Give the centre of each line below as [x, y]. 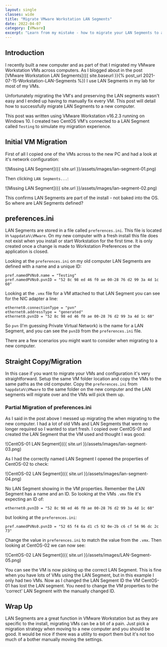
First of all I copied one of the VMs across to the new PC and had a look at [81, 154]
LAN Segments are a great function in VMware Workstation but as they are [82, 618]
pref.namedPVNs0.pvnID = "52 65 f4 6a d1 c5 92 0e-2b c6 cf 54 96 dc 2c [82, 526]
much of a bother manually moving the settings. [54, 640]
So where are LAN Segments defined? [44, 203]
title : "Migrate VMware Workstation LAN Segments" [59, 19]
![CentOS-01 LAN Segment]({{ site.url [43, 444]
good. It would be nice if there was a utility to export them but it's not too [80, 634]
